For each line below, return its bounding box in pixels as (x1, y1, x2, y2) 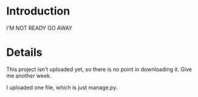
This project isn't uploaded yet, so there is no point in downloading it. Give (6, 65, 193, 73)
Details (6, 45, 43, 59)
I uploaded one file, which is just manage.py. (6, 84, 118, 91)
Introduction (6, 4, 70, 18)
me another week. (6, 72, 52, 79)
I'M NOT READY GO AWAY (6, 24, 73, 32)
